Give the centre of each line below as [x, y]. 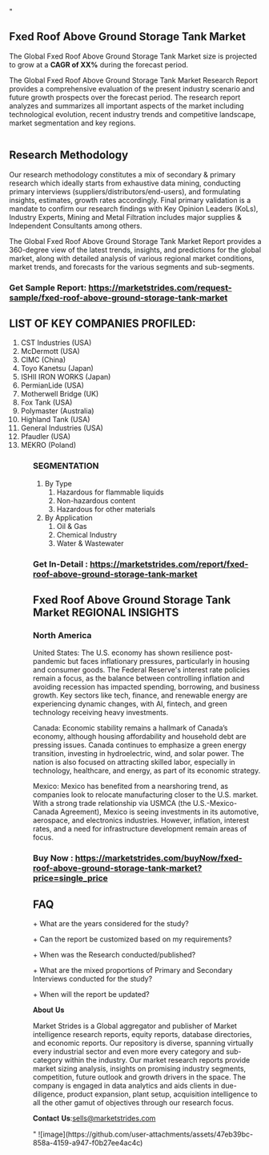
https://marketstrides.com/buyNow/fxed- [159, 858]
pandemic [49, 661]
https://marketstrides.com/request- [160, 287]
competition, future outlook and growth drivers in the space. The [139, 1077]
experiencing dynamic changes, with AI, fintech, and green [130, 704]
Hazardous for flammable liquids [110, 492]
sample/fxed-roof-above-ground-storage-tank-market [118, 298]
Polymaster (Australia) [57, 411]
